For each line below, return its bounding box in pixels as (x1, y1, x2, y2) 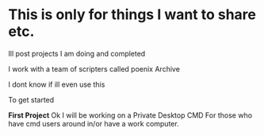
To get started (8, 95, 55, 104)
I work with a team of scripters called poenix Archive (8, 64, 181, 73)
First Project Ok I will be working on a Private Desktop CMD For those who (8, 110, 252, 120)
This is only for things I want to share (8, 6, 256, 24)
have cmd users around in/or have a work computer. (8, 119, 180, 128)
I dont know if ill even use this (8, 80, 105, 89)
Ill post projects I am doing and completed (8, 49, 146, 58)
